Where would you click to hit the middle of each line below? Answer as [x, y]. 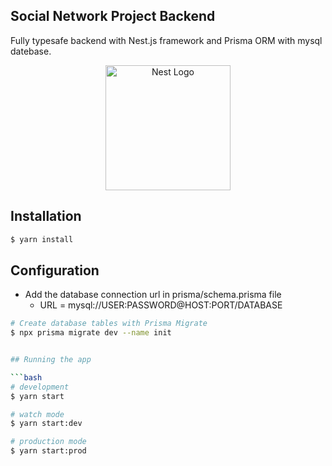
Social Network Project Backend [113, 16]
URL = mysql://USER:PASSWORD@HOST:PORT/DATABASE [161, 305]
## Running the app [51, 360]
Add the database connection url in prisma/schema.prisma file [153, 295]
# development [40, 387]
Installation [46, 216]
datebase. [31, 51]
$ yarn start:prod [48, 451]
